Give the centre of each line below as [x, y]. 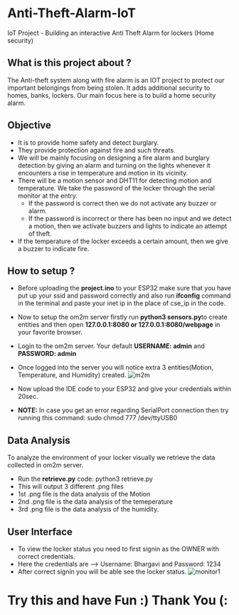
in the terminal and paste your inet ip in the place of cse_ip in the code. [122, 303]
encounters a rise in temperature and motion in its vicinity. [103, 173]
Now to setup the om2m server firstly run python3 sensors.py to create [122, 317]
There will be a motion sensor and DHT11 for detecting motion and [115, 181]
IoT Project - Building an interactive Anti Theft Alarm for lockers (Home [111, 33]
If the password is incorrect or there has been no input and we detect [130, 218]
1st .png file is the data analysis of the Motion [84, 494]
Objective [30, 125]
